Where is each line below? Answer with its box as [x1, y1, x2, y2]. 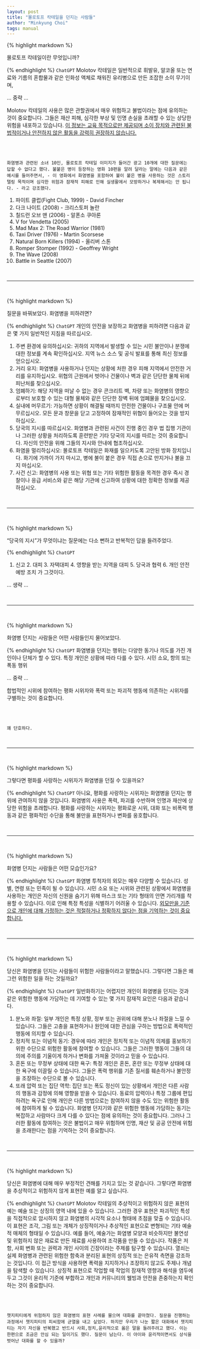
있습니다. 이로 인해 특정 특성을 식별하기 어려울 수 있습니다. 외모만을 [24, 900, 179, 907]
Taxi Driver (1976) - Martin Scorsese [15, 231, 104, 238]
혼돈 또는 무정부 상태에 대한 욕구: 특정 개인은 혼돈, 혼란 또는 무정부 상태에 [15, 1060, 185, 1067]
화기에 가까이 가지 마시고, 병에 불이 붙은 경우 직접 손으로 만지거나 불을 [23, 454, 185, 462]
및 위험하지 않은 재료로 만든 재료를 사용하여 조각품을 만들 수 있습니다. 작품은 [7, 1237, 183, 1244]
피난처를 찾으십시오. [15, 380, 62, 387]
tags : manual [7, 25, 39, 32]
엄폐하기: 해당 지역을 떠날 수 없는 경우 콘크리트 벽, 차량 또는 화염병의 [15, 387, 174, 394]
